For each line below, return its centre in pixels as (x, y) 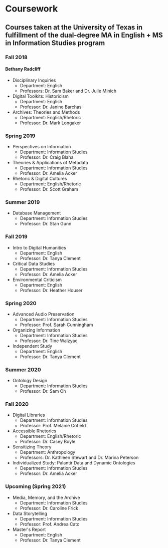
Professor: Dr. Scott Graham (49, 189)
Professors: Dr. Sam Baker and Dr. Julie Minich (68, 91)
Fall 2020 (17, 404)
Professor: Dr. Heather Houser (51, 290)
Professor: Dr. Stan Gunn (46, 224)
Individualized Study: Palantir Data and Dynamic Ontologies (74, 463)
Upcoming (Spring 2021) (36, 486)
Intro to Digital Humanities (39, 247)
